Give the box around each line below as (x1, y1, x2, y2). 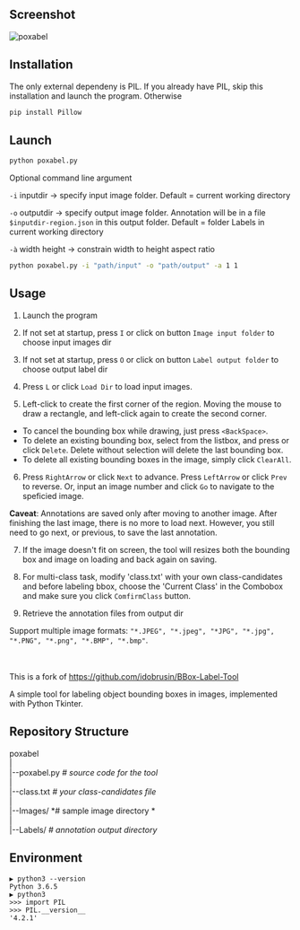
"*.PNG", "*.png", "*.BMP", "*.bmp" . (9, 635, 149, 645)
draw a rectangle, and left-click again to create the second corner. (21, 408, 267, 418)
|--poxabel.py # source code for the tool (9, 767, 159, 777)
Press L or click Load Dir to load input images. (21, 381, 193, 391)
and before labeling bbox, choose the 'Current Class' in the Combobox (21, 581, 284, 592)
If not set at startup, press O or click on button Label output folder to (21, 354, 279, 364)
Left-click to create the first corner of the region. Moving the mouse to (21, 399, 282, 409)
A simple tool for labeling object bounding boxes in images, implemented (9, 689, 278, 699)
